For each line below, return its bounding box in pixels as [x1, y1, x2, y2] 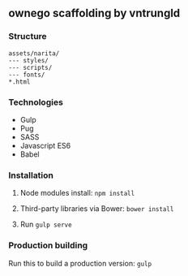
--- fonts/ [8, 71, 45, 79]
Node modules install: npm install [19, 188, 135, 198]
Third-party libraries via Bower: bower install [19, 204, 174, 213]
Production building [8, 239, 88, 251]
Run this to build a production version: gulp [8, 258, 152, 268]
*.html [8, 77, 31, 86]
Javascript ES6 [19, 140, 71, 150]
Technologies [8, 97, 63, 108]
